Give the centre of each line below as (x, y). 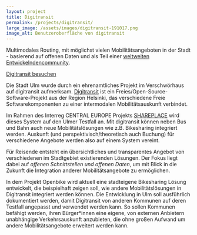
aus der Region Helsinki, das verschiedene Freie (107, 98)
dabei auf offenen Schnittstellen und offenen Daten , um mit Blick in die (92, 164)
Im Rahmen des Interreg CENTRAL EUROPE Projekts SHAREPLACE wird (93, 116)
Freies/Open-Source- (142, 92)
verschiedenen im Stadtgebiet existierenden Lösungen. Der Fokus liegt (92, 158)
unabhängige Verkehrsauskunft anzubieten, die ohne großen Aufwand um (96, 219)
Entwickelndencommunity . (38, 63)
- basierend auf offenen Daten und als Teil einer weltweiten (78, 56)
